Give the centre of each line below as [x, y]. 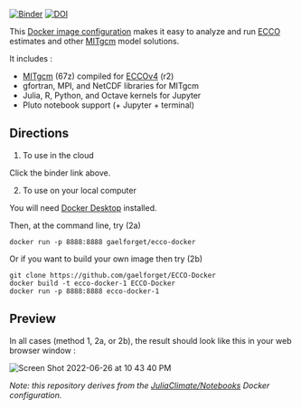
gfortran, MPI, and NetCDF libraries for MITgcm [111, 86]
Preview [33, 319]
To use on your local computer [80, 190]
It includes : [31, 58]
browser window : [43, 350]
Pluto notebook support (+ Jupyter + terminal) [108, 105]
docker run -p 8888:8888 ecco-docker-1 [85, 291]
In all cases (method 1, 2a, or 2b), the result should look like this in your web [150, 340]
